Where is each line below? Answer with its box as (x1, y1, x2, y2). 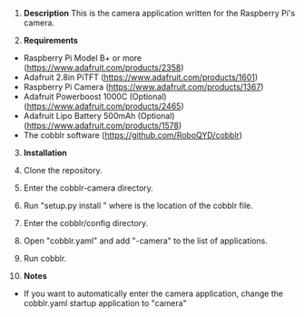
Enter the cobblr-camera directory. (23, 183, 153, 193)
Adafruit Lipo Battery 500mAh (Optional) (23, 111, 175, 121)
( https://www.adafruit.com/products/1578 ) (23, 120, 182, 131)
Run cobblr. (23, 253, 67, 263)
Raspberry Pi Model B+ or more (23, 53, 142, 63)
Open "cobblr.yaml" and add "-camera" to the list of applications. (23, 235, 269, 246)
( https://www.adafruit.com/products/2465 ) (23, 101, 184, 112)
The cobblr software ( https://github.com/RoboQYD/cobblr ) (23, 130, 243, 140)
